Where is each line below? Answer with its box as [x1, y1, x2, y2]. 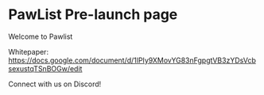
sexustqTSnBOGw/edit [8, 63, 83, 73]
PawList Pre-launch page [8, 6, 178, 24]
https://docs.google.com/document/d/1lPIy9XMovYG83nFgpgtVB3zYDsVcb [8, 55, 257, 65]
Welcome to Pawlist [8, 32, 73, 41]
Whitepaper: [8, 47, 49, 56]
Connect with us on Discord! [8, 79, 102, 89]
